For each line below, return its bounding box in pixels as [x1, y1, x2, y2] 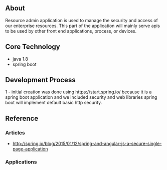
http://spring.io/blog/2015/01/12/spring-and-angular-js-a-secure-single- [12, 140, 162, 147]
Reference [5, 114, 39, 122]
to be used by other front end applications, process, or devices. [5, 28, 137, 34]
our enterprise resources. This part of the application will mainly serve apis [5, 23, 160, 29]
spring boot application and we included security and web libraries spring [5, 94, 157, 100]
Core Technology [5, 43, 60, 51]
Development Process [5, 76, 76, 84]
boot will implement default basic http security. [5, 100, 102, 106]
